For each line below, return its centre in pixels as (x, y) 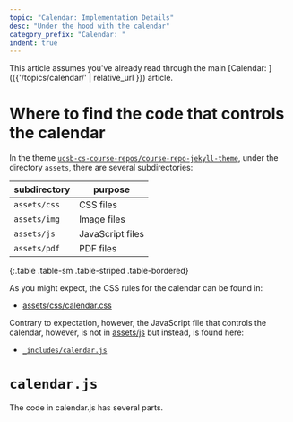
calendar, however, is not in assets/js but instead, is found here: (127, 332)
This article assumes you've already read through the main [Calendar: (138, 68)
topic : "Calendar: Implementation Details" (92, 18)
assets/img (37, 220)
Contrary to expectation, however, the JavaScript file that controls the (138, 323)
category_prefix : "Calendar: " (68, 34)
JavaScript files (112, 234)
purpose (111, 189)
